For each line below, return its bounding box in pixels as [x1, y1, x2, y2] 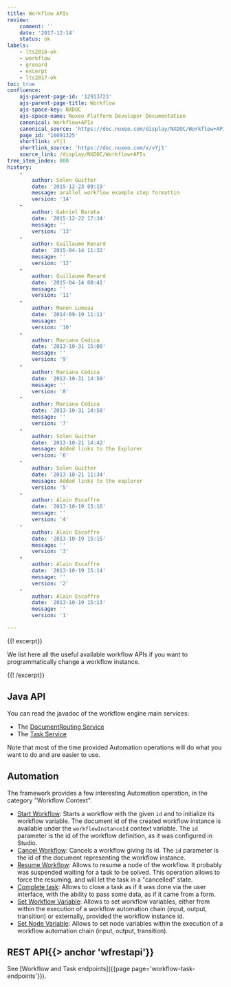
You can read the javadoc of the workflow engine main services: [7, 709, 190, 717]
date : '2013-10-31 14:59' [32, 375, 107, 382]
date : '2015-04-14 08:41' [32, 279, 107, 286]
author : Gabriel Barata [32, 209, 100, 216]
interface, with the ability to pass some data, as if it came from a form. [16, 890, 217, 898]
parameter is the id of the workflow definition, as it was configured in [16, 831, 213, 840]
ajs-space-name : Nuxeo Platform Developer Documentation [19, 112, 186, 119]
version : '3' [32, 548, 69, 555]
